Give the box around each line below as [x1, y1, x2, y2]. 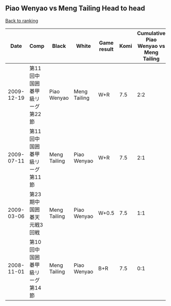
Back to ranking [5, 17, 38, 23]
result [99, 45, 113, 52]
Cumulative [137, 30, 166, 37]
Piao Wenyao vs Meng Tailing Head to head [5, 4, 145, 13]
